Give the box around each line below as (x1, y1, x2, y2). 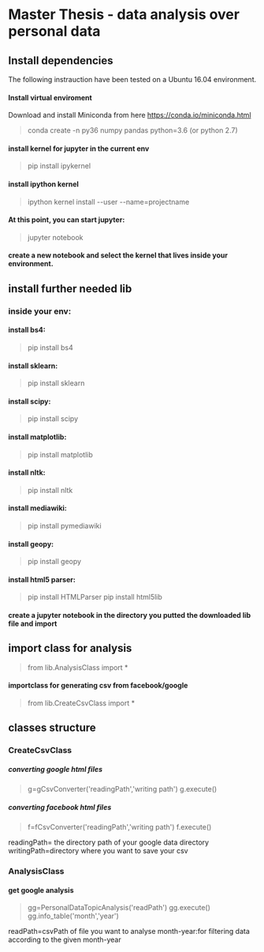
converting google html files (8, 764, 103, 773)
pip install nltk (27, 485, 73, 495)
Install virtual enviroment (8, 92, 92, 102)
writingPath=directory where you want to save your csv (8, 846, 188, 856)
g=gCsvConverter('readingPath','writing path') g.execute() (27, 785, 218, 794)
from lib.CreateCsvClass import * (27, 698, 136, 708)
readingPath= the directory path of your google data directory (8, 837, 210, 847)
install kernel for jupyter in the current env (8, 144, 150, 153)
